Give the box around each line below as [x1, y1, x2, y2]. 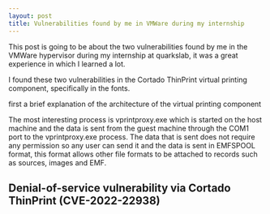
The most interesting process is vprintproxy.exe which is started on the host [8, 114, 262, 124]
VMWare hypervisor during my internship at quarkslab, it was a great [8, 50, 238, 60]
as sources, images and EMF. [8, 157, 107, 167]
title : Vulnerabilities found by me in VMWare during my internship [8, 19, 245, 28]
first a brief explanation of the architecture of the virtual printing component [8, 99, 262, 109]
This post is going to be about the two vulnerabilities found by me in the [8, 41, 248, 51]
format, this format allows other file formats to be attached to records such [8, 149, 258, 159]
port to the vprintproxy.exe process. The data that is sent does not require [8, 131, 255, 142]
